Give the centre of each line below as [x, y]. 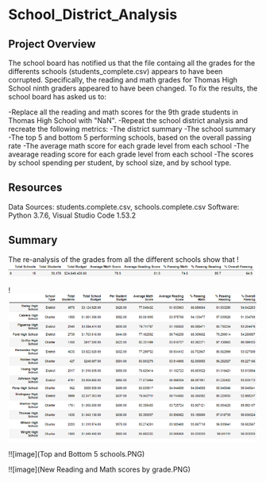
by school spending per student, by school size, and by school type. [120, 163]
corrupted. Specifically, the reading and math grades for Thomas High [123, 80]
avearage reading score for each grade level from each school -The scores [131, 154]
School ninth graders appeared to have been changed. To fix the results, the [133, 88]
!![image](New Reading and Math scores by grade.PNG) [99, 469]
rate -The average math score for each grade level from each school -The [129, 146]
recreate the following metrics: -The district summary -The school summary [132, 129]
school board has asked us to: [58, 96]
